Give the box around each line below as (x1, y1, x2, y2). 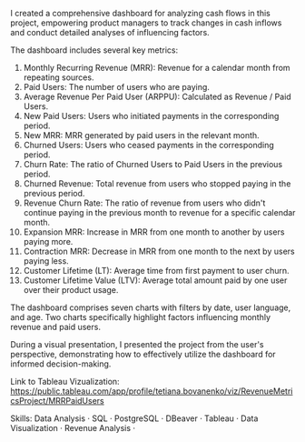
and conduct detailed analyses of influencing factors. (10, 27, 210, 37)
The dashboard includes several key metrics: (10, 45, 179, 55)
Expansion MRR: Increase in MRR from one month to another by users (23, 226, 285, 237)
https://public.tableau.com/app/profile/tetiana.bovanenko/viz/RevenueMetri (10, 386, 293, 397)
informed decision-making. (10, 358, 112, 369)
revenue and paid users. (10, 322, 101, 332)
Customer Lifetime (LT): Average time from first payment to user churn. (23, 266, 290, 276)
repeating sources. (23, 72, 94, 83)
